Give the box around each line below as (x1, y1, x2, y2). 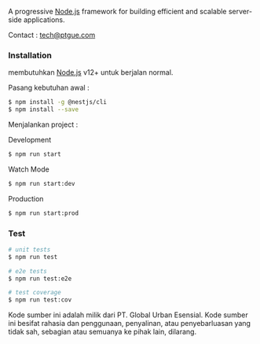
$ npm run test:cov (8, 296, 72, 304)
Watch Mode (8, 165, 49, 174)
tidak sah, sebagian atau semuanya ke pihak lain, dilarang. (8, 327, 197, 337)
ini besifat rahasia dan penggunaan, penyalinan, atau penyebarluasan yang (8, 319, 251, 328)
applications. (23, 15, 65, 24)
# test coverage (8, 289, 61, 297)
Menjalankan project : (8, 120, 79, 129)
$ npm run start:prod (8, 209, 79, 217)
